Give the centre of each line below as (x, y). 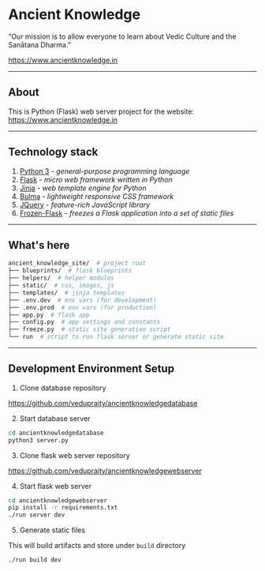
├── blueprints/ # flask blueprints (70, 271)
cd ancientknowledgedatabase (56, 433)
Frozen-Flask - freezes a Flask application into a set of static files (127, 213)
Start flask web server (56, 486)
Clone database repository (63, 388)
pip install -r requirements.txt (63, 508)
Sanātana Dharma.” (39, 44)
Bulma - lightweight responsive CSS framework (97, 196)
